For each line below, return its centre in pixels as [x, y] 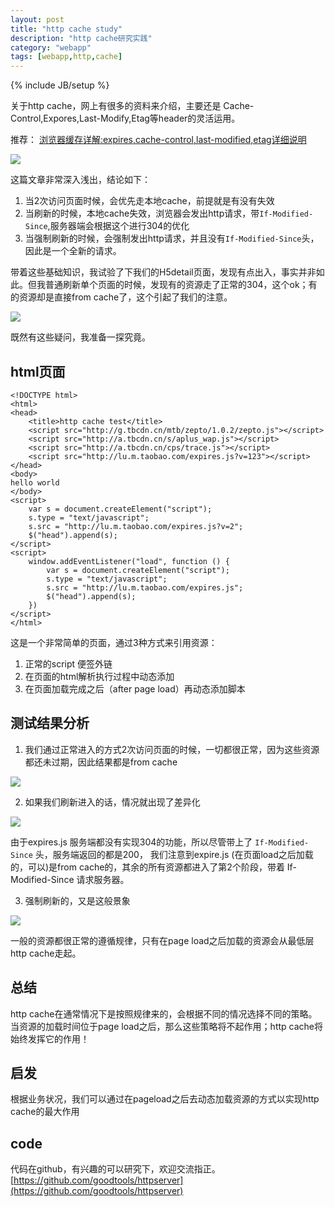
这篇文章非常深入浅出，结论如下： [80, 180]
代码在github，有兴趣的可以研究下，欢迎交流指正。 [115, 1169]
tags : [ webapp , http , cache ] [66, 57]
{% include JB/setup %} [60, 85]
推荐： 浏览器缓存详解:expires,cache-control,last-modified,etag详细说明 [158, 140]
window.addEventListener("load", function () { [129, 561]
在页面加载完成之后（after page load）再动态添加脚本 [135, 688]
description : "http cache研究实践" [81, 38]
